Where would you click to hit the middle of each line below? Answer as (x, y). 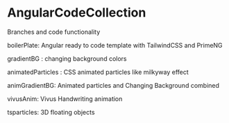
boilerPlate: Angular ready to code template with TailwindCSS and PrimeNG (115, 45)
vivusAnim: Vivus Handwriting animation (65, 99)
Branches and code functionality (54, 32)
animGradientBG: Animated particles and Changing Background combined (113, 85)
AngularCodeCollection (77, 13)
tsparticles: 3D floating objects (51, 112)
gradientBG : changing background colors (67, 58)
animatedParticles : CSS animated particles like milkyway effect (98, 72)
